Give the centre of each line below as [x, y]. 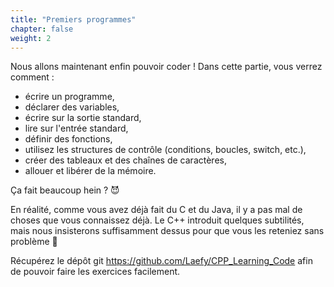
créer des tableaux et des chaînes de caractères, [125, 160]
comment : [32, 77]
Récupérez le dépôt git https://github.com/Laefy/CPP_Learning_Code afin [161, 261]
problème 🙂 [34, 242]
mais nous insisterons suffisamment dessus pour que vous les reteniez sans [167, 231]
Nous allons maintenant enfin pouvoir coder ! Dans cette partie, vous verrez [166, 67]
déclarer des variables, [72, 107]
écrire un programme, [69, 97]
